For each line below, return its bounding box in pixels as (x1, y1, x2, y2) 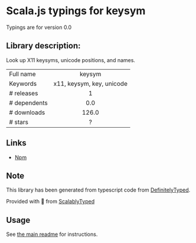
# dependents (9, 99, 48, 107)
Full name (9, 70, 37, 78)
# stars (9, 118, 28, 126)
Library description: (6, 41, 81, 51)
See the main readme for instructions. (6, 231, 98, 238)
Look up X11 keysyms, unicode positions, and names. (6, 56, 136, 63)
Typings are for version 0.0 (6, 24, 72, 31)
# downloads (9, 108, 45, 116)
